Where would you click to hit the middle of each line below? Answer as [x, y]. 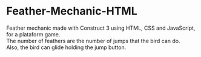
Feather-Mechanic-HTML [72, 11]
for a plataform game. [33, 34]
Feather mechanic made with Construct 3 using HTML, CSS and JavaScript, [101, 28]
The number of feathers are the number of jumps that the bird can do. [93, 41]
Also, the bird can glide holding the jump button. [66, 47]
